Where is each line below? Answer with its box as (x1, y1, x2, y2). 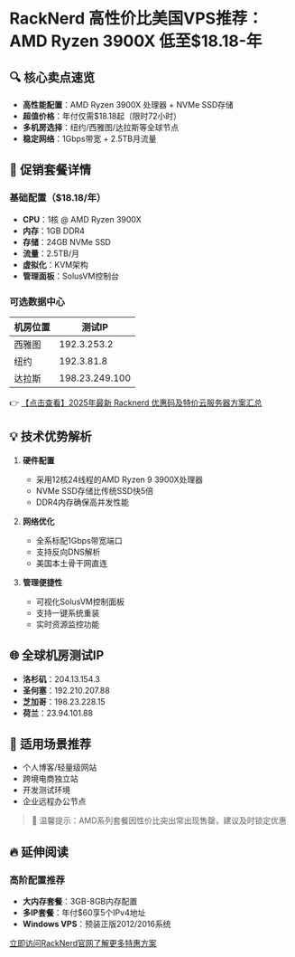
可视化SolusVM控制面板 (35, 596, 124, 607)
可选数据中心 (9, 295, 66, 308)
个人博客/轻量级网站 (22, 762, 97, 773)
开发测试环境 (22, 784, 70, 796)
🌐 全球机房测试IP (9, 648, 105, 663)
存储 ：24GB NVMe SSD (22, 236, 111, 247)
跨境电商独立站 (22, 773, 78, 784)
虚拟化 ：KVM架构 (22, 259, 88, 270)
